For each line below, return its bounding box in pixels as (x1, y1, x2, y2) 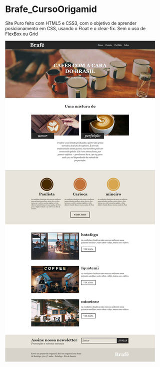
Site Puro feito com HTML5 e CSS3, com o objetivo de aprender (5, 20, 136, 26)
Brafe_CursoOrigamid (5, 4, 97, 15)
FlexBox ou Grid (5, 31, 38, 37)
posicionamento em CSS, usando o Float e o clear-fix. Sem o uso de (5, 25, 146, 31)
